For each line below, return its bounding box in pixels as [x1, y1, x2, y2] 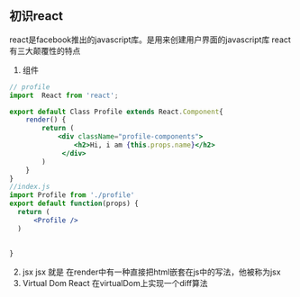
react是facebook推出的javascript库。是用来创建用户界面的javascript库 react [9, 34, 291, 45]
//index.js [9, 183, 50, 192]
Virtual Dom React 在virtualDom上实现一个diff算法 [22, 278, 208, 289]
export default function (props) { [9, 199, 140, 209]
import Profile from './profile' [9, 191, 135, 200]
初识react [9, 8, 63, 24]
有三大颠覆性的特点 [9, 45, 81, 56]
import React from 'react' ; [9, 91, 119, 100]
